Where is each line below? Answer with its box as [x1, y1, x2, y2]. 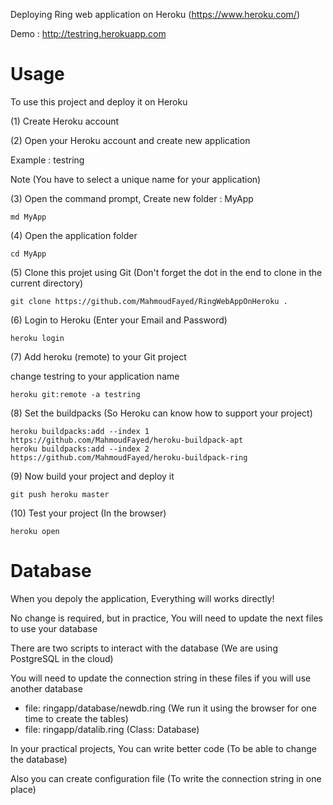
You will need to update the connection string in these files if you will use [10, 672, 312, 684]
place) [10, 783, 37, 795]
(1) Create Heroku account [10, 115, 120, 127]
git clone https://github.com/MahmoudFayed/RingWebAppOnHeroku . [10, 296, 288, 306]
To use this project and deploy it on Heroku [10, 95, 188, 108]
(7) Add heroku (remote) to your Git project [10, 350, 187, 363]
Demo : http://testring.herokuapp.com [10, 28, 167, 39]
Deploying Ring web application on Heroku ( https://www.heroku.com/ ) [10, 9, 301, 20]
